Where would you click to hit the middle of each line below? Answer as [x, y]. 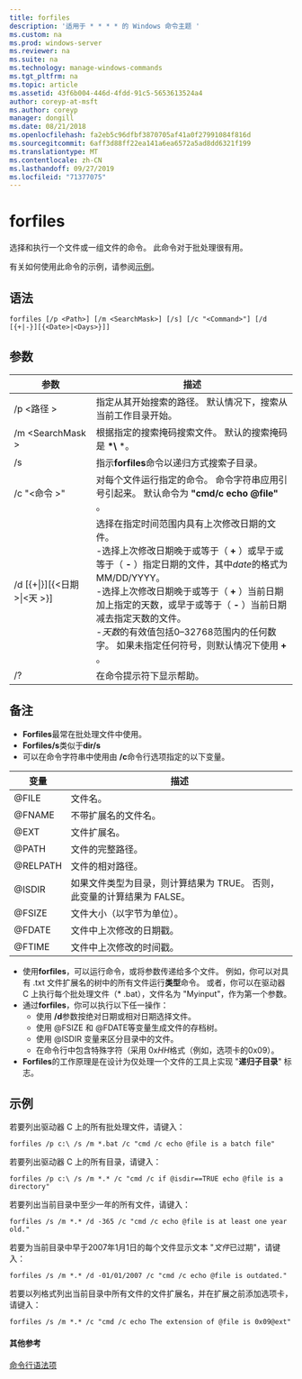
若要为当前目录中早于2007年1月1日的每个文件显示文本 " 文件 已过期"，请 [141, 1247]
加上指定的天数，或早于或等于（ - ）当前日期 [191, 605]
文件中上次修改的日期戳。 [125, 930]
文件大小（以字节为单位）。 [127, 913]
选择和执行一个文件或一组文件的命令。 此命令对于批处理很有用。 [129, 248]
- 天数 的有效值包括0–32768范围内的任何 [182, 632]
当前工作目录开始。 [137, 416]
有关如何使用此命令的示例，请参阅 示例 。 [84, 267]
